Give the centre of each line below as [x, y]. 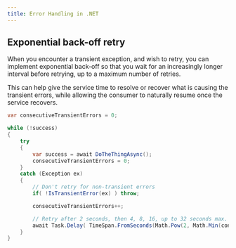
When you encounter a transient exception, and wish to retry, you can [108, 59]
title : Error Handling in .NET [53, 14]
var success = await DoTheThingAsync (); [92, 154]
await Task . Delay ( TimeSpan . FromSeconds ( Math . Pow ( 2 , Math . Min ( [127, 226]
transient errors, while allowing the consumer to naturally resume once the [115, 95]
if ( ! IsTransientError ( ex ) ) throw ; [86, 194]
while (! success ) [33, 128]
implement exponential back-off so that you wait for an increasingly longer [115, 67]
